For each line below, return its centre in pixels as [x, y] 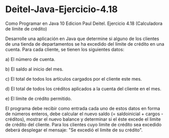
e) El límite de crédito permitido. [39, 98]
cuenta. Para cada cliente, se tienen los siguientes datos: [65, 49]
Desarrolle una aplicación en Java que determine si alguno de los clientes [82, 39]
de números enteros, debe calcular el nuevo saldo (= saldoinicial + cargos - [84, 114]
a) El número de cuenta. [30, 59]
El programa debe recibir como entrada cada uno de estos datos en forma [83, 108]
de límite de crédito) [26, 28]
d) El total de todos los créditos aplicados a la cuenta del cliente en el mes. [83, 89]
